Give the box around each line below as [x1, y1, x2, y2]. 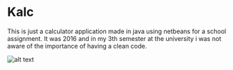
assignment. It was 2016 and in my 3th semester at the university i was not [7, 34, 222, 42]
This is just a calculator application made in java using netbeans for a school [7, 27, 227, 35]
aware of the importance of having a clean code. [7, 42, 147, 50]
